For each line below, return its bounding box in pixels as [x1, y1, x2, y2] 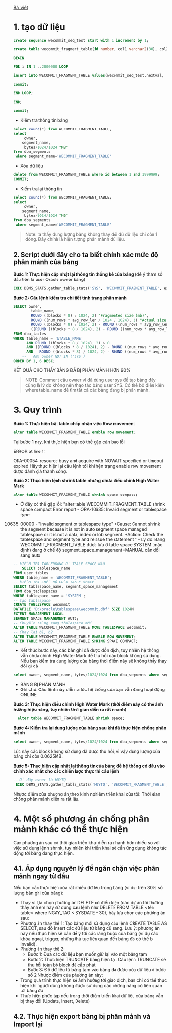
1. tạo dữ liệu [13, 22, 65, 33]
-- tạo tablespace [13, 598, 51, 603]
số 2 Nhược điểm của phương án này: [27, 972, 103, 978]
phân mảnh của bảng [13, 258, 79, 266]
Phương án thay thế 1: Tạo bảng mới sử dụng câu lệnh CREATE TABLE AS [20, 920, 167, 926]
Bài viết [13, 5, 29, 10]
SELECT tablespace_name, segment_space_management [13, 584, 118, 589]
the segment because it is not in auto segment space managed [20, 526, 147, 532]
